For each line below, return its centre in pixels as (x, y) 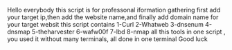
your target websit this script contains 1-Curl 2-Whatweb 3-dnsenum (106, 24)
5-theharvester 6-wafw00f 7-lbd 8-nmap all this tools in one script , (128, 32)
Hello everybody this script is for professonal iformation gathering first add (114, 10)
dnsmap (19, 32)
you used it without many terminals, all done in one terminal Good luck (107, 39)
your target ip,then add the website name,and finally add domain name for (113, 17)
